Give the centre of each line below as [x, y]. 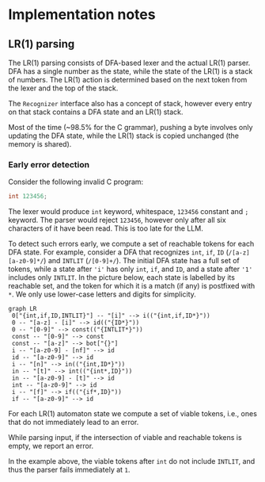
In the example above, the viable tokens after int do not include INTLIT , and [132, 461]
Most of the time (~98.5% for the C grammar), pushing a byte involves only [131, 127]
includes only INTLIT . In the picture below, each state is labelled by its [122, 277]
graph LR [23, 309]
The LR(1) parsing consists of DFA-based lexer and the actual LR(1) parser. [129, 63]
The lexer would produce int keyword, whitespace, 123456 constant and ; [129, 212]
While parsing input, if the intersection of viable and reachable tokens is [125, 438]
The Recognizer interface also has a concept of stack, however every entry [130, 103]
